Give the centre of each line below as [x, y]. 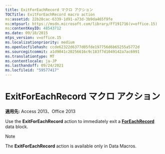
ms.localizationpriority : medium [40, 42]
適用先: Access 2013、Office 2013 [40, 111]
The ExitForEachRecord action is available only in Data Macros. [71, 146]
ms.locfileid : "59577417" [32, 70]
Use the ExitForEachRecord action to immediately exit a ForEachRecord [80, 121]
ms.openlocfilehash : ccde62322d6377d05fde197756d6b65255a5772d [72, 47]
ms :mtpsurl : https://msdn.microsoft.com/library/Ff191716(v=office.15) [81, 24]
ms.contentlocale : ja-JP [31, 61]
